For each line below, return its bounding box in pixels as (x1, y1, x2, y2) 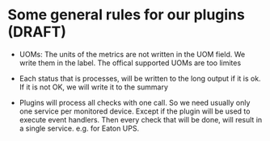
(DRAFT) (7, 23, 66, 41)
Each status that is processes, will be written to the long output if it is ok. (19, 73, 261, 83)
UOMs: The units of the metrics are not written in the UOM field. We (19, 49, 246, 59)
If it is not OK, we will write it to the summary (19, 82, 169, 92)
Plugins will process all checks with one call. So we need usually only (19, 97, 251, 107)
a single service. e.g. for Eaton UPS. (19, 123, 139, 133)
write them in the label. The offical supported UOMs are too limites (19, 58, 242, 68)
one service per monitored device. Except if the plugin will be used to (19, 106, 251, 116)
